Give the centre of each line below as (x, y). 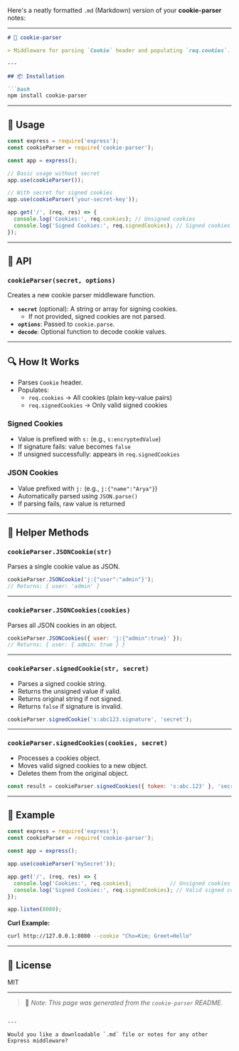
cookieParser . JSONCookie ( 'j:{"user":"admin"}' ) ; (81, 580)
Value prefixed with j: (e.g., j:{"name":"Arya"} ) (87, 488)
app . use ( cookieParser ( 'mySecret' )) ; (62, 864)
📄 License (30, 965)
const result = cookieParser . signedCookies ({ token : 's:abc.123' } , (111, 786)
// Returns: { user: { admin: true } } (67, 645)
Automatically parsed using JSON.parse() (78, 496)
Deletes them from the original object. (73, 773)
